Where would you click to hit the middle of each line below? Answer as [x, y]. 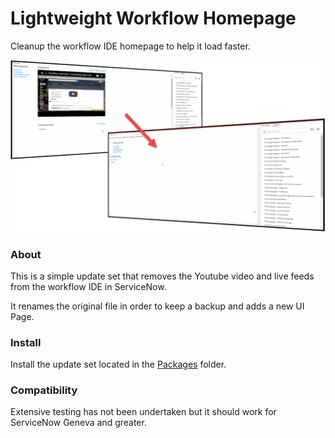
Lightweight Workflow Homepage [153, 18]
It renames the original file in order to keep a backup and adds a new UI [157, 306]
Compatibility [44, 390]
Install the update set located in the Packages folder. [118, 364]
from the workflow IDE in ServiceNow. [88, 286]
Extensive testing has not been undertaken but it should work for [143, 412]
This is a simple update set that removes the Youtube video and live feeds [162, 276]
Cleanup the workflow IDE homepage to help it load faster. [130, 46]
